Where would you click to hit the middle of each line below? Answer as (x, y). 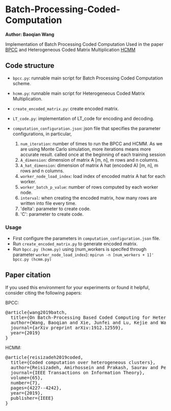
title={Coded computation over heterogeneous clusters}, (83, 362)
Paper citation (28, 275)
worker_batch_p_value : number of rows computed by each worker (89, 187)
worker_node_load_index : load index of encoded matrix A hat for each (93, 176)
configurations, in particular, (42, 134)
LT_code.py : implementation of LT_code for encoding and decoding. (83, 118)
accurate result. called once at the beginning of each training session (93, 155)
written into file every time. (48, 203)
